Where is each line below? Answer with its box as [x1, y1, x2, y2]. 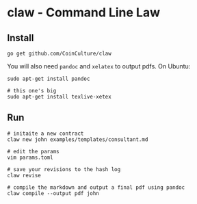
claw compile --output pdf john [7, 190, 99, 196]
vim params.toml [7, 154, 53, 161]
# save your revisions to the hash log [7, 166, 121, 173]
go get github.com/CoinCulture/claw [7, 50, 111, 57]
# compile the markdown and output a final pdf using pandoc [7, 183, 185, 191]
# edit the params [7, 148, 60, 155]
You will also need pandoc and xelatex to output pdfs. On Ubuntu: [7, 62, 191, 70]
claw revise [7, 172, 41, 179]
